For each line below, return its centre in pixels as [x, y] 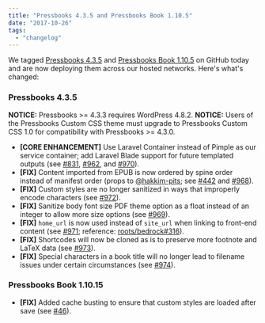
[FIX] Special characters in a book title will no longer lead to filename [132, 256]
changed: [24, 77]
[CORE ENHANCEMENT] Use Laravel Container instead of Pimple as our [138, 146]
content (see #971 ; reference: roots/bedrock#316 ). [102, 231]
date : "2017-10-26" [40, 23]
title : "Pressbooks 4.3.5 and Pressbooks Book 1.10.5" [100, 15]
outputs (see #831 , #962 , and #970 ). [79, 164]
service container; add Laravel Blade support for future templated [127, 155]
